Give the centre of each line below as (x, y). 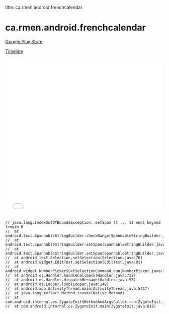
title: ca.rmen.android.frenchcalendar (44, 7)
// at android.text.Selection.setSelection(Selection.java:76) (74, 258)
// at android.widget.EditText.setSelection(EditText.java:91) (74, 262)
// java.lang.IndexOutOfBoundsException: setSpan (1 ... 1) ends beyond (83, 222)
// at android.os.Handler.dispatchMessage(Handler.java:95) (71, 280)
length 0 (14, 227)
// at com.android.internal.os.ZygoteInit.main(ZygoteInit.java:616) (81, 306)
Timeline (14, 51)
